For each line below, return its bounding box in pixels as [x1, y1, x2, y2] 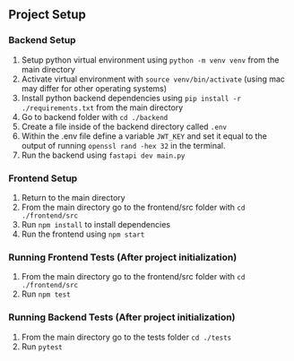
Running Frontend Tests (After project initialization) [8, 251, 238, 263]
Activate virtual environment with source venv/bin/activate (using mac [21, 73, 286, 84]
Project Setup [8, 7, 87, 22]
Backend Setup [8, 34, 77, 47]
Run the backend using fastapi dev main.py [21, 150, 186, 160]
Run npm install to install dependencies [21, 219, 171, 229]
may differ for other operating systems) [21, 82, 168, 93]
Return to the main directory [21, 192, 126, 202]
